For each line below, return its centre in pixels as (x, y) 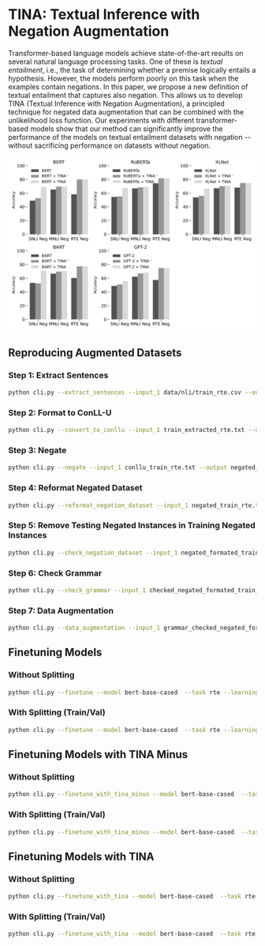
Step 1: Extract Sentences (58, 375)
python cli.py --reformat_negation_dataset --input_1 (99, 505)
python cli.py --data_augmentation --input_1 (84, 628)
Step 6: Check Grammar (55, 572)
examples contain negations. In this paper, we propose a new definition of (128, 86)
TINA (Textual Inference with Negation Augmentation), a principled (116, 103)
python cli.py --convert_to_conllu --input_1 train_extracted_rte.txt (127, 430)
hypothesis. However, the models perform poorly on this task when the (123, 78)
